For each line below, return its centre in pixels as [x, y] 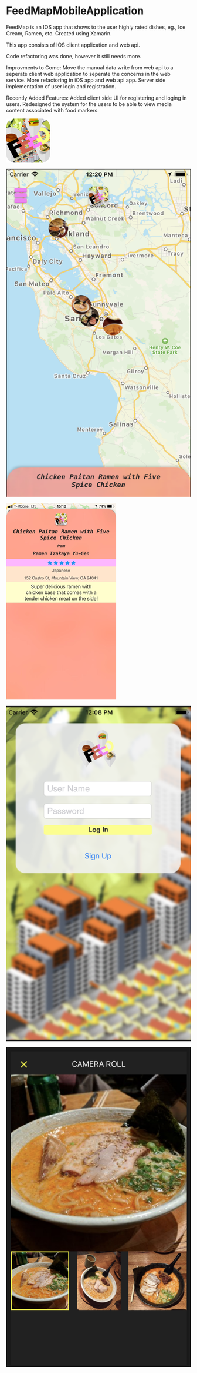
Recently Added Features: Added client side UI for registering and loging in [96, 98]
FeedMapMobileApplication [75, 11]
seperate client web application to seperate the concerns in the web [89, 74]
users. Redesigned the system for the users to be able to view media [89, 104]
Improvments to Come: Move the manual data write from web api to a [90, 67]
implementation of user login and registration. [61, 86]
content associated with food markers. [53, 110]
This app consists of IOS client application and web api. [73, 45]
